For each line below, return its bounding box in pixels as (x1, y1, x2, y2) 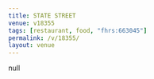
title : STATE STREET (8, 11, 77, 20)
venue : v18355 (8, 19, 56, 27)
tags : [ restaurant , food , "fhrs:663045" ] (8, 26, 148, 34)
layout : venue (8, 41, 56, 49)
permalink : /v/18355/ (8, 34, 80, 42)
